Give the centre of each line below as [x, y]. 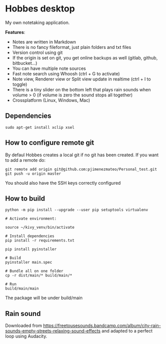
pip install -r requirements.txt [40, 241]
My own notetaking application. [37, 22]
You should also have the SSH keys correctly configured [63, 183]
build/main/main [22, 289]
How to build [25, 198]
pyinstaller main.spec [29, 263]
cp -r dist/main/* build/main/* [39, 276]
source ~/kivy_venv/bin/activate [40, 228]
